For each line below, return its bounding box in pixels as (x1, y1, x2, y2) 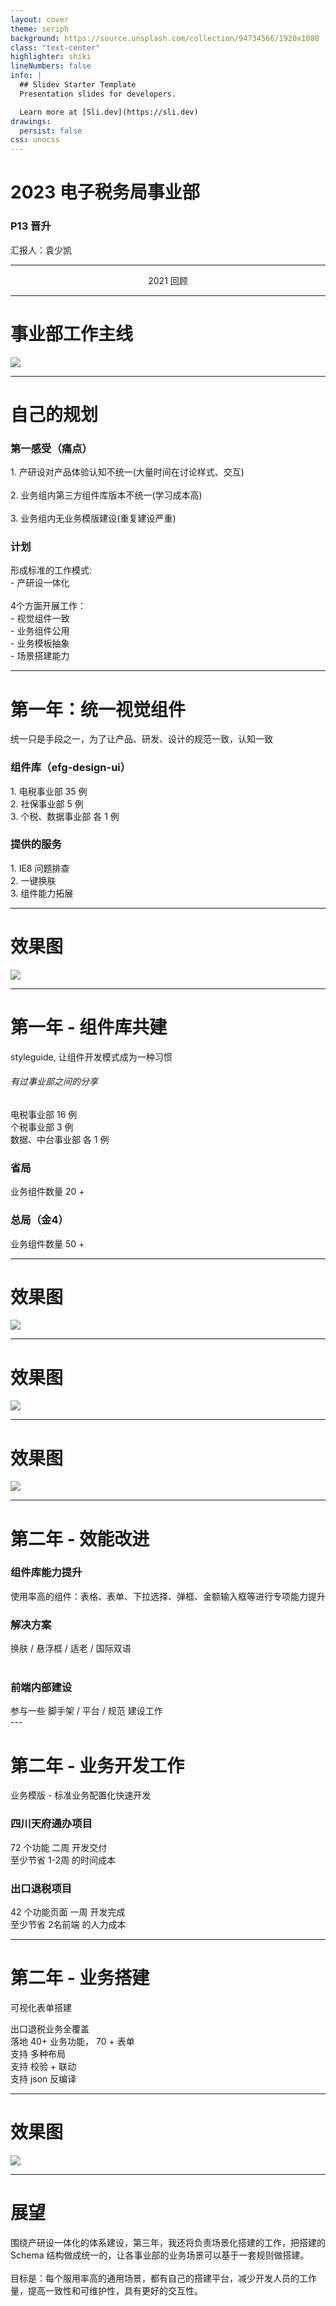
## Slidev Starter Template (19, 80, 137, 90)
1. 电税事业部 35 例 (10, 785, 88, 797)
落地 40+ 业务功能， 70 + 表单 (10, 2035, 135, 2047)
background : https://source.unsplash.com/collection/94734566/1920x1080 (10, 33, 320, 43)
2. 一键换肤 (10, 874, 57, 886)
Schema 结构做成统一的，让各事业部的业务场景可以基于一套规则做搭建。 (10, 2249, 310, 2261)
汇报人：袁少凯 (10, 244, 72, 256)
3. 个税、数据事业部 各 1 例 (10, 810, 120, 822)
